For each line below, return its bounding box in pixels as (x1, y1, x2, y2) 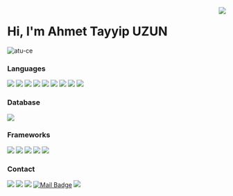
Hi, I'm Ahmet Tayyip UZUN (7, 24, 168, 39)
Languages (7, 64, 46, 73)
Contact (7, 164, 35, 174)
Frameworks (7, 130, 51, 140)
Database (7, 98, 40, 107)
